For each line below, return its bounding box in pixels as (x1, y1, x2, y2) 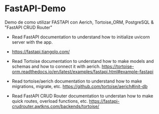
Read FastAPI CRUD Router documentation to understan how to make (11, 93, 154, 99)
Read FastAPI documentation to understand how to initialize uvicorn (11, 34, 150, 40)
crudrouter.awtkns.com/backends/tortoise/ (11, 103, 100, 109)
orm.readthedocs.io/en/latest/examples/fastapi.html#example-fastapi (11, 68, 154, 74)
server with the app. (11, 39, 53, 45)
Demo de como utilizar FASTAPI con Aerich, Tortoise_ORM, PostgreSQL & (4, 19, 154, 25)
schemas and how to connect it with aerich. (11, 63, 101, 69)
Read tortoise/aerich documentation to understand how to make (11, 78, 142, 84)
